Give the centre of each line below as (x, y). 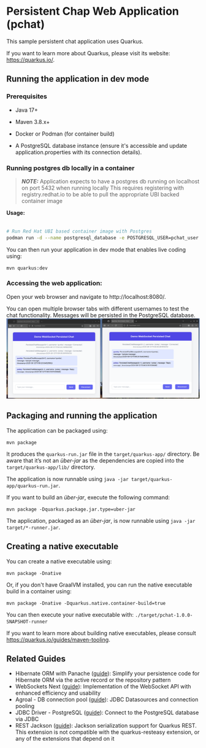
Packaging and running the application (82, 416)
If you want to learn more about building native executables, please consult (101, 633)
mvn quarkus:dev (27, 268)
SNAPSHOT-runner (27, 622)
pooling (25, 706)
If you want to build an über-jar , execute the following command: (88, 497)
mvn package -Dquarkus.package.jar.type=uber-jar (71, 509)
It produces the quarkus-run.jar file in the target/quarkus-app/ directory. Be (103, 454)
